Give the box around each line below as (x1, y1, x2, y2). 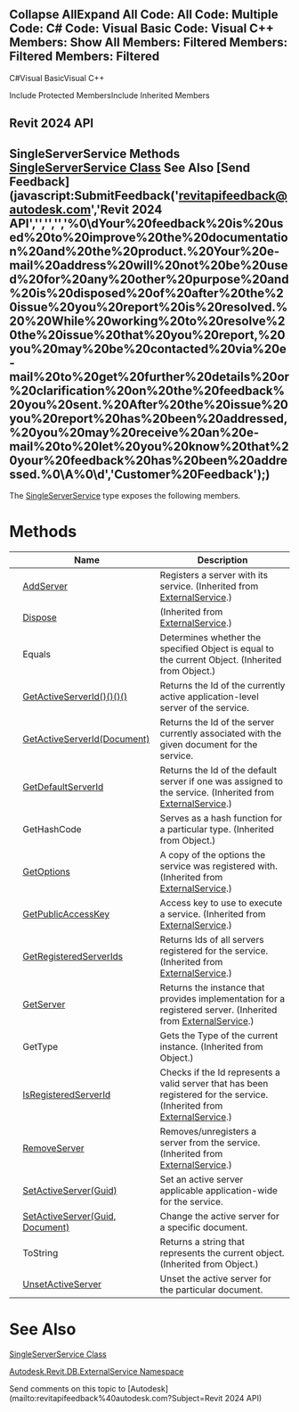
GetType (22, 1040, 59, 1053)
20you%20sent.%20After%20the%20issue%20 (9, 397, 289, 412)
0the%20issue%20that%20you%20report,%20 (9, 327, 286, 343)
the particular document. (159, 1284, 263, 1296)
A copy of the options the (159, 848, 266, 861)
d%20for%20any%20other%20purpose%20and (9, 271, 289, 286)
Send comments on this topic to (9, 1383, 126, 1394)
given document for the (159, 738, 258, 750)
